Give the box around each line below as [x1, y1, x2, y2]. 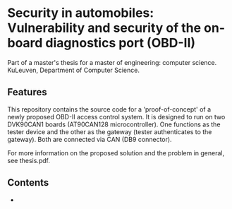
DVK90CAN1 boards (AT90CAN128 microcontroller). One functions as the [7, 120, 221, 129]
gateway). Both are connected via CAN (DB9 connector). [7, 135, 172, 143]
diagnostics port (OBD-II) [45, 35, 196, 51]
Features [7, 86, 47, 98]
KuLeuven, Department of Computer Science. [7, 66, 140, 74]
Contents [7, 177, 49, 189]
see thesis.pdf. [7, 156, 51, 165]
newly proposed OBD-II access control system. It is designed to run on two [7, 112, 226, 121]
